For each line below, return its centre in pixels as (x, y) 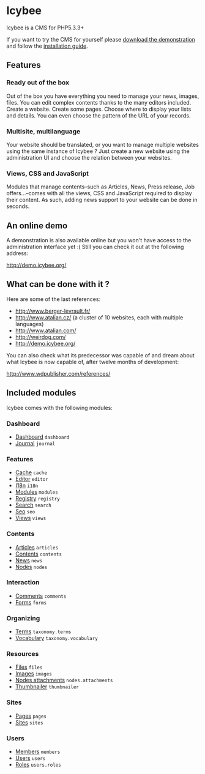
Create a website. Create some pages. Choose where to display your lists (99, 109)
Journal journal (35, 443)
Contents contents (39, 554)
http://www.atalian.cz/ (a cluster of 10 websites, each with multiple (99, 317)
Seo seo (25, 512)
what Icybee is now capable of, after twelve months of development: (93, 362)
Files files (29, 667)
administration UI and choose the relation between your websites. (89, 157)
